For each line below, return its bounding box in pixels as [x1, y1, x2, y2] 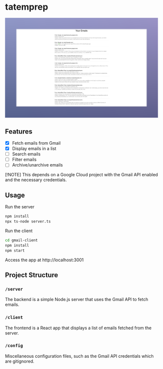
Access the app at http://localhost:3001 [5, 257, 84, 263]
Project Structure [5, 271, 58, 279]
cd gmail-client [5, 237, 38, 243]
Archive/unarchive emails [12, 162, 63, 168]
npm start [5, 248, 25, 253]
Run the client [5, 228, 33, 234]
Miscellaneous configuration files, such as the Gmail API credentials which [5, 353, 154, 359]
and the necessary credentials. [5, 177, 67, 183]
